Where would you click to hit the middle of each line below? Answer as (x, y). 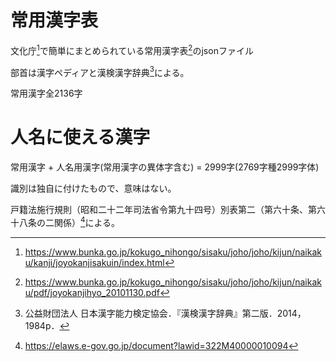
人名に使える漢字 (80, 137)
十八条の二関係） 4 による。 (65, 221)
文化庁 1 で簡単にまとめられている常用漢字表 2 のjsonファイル (132, 49)
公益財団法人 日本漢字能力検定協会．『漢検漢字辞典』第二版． (151, 313)
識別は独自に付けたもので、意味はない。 (93, 188)
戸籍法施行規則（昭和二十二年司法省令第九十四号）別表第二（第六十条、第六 (168, 210)
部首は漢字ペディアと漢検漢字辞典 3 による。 (100, 71)
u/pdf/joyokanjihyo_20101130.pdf (92, 292)
